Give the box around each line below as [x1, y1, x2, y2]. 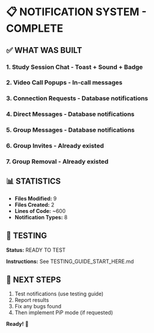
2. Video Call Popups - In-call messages [6, 78, 123, 86]
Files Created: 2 [14, 201, 55, 208]
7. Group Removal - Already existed [6, 158, 109, 166]
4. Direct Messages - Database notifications [6, 110, 135, 118]
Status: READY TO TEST [6, 246, 66, 254]
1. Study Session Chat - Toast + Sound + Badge [6, 63, 143, 71]
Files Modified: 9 [14, 195, 57, 202]
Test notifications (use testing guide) [14, 290, 104, 298]
